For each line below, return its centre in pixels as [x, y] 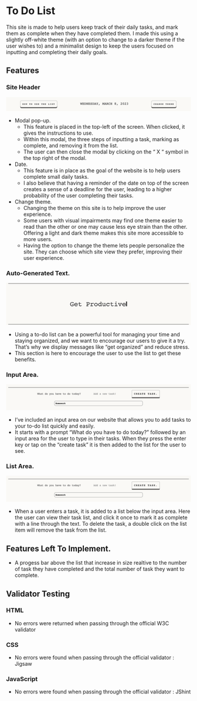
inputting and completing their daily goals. [57, 52]
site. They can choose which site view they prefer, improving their [103, 252]
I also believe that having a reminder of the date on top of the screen [106, 183]
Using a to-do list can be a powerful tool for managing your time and [97, 334]
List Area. [20, 466]
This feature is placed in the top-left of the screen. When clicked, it [104, 127]
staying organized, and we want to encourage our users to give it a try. [100, 341]
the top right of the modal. [55, 158]
